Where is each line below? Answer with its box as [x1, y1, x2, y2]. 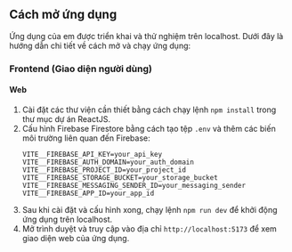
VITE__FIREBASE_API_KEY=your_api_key [21, 150, 163, 159]
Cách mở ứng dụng [9, 7, 118, 22]
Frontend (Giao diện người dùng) [9, 62, 153, 75]
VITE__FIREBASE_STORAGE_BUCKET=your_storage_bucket [21, 173, 218, 182]
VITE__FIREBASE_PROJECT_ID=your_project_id [21, 165, 187, 175]
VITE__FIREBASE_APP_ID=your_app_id [21, 189, 155, 198]
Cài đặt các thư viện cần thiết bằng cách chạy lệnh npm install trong [21, 104, 277, 115]
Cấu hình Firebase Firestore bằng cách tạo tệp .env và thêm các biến [21, 123, 276, 134]
